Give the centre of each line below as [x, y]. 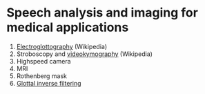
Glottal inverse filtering [49, 83]
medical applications [68, 27]
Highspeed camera [43, 61]
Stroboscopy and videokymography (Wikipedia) [85, 54]
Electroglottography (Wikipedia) [62, 46]
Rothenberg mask [41, 76]
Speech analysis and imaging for [102, 13]
